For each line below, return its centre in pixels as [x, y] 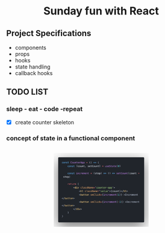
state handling [33, 67]
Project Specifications [49, 33]
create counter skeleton [44, 122]
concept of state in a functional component [71, 138]
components [30, 47]
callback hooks [34, 73]
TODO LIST [27, 92]
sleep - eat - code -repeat [45, 109]
